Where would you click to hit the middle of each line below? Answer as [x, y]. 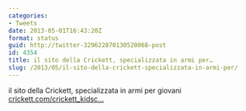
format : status [34, 38]
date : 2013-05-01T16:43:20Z [55, 30]
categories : [28, 16]
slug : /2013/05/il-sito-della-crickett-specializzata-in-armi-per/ [123, 68]
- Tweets [23, 23]
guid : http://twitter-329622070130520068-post [87, 46]
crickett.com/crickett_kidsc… [56, 99]
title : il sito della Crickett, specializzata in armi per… [111, 61]
